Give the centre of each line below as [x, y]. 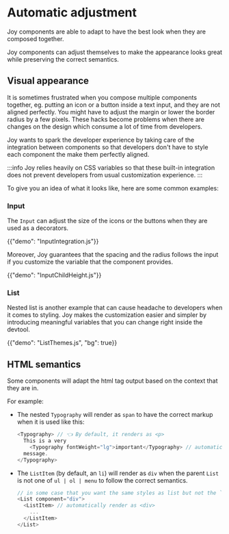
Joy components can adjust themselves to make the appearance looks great [115, 52]
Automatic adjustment [72, 13]
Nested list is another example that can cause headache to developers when [115, 308]
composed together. [36, 38]
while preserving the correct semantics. [63, 59]
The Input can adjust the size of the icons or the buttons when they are [107, 221]
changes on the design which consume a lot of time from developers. [105, 126]
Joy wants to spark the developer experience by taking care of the [101, 140]
